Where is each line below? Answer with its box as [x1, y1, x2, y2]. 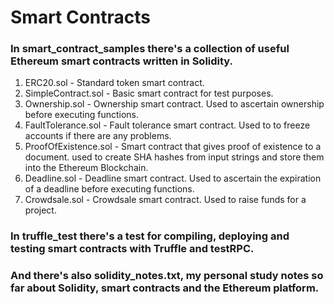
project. [24, 204, 57, 216]
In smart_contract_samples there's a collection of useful [10, 42, 290, 56]
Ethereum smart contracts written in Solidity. [10, 54, 234, 68]
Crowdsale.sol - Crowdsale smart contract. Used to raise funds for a [24, 194, 307, 206]
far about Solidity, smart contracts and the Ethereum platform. [10, 281, 320, 295]
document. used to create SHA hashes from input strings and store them [24, 151, 325, 163]
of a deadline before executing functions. [24, 183, 195, 195]
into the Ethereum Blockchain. [24, 162, 149, 174]
